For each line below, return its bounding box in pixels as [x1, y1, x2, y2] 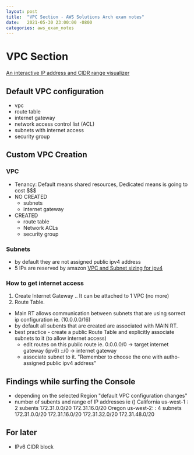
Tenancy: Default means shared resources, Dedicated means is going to [14, 181, 188, 188]
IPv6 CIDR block [14, 443, 54, 450]
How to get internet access [6, 279, 84, 287]
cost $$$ [14, 187, 37, 194]
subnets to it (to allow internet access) [14, 335, 107, 342]
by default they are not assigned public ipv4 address [14, 258, 141, 265]
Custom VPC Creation [6, 150, 87, 160]
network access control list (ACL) [14, 120, 95, 127]
